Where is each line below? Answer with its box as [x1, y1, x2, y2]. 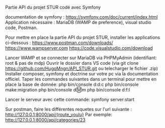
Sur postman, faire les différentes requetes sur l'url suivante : [5, 106, 132, 112]
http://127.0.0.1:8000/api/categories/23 [5, 117, 86, 122]
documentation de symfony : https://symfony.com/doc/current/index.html [5, 14, 158, 20]
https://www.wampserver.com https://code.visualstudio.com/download [5, 45, 153, 51]
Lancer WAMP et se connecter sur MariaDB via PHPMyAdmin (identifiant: [5, 55, 157, 61]
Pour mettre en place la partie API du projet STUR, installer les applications [5, 35, 160, 40]
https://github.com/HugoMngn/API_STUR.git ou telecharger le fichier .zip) [5, 65, 158, 71]
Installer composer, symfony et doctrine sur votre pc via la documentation [5, 71, 158, 77]
